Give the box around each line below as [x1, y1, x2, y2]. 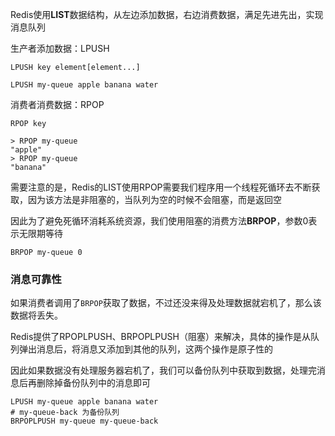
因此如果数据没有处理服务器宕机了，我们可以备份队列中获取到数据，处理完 [10, 364, 317, 377]
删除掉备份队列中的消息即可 [36, 377, 151, 389]
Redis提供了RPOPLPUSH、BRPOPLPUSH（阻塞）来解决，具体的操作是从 [10, 331, 311, 343]
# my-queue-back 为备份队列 [10, 408, 120, 418]
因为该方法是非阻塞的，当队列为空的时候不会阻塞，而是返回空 [27, 194, 282, 205]
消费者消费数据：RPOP [10, 99, 105, 110]
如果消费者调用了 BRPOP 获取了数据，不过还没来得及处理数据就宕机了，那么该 [10, 297, 322, 309]
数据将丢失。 [10, 309, 63, 322]
